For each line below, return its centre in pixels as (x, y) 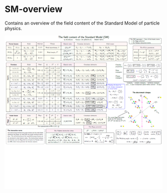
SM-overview (34, 9)
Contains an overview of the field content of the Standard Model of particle (82, 23)
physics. (13, 28)
